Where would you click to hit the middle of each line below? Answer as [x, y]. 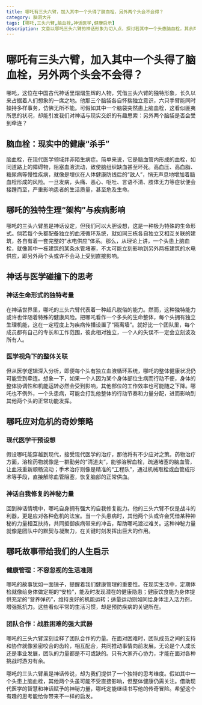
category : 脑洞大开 [29, 17]
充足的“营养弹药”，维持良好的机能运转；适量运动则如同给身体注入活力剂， [103, 599]
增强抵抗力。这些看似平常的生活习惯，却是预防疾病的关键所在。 [85, 607]
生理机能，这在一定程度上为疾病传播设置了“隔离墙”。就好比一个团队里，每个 [101, 325]
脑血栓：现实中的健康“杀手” [58, 144]
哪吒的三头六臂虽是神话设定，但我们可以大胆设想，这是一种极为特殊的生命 [98, 225]
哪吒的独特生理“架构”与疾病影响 [66, 210]
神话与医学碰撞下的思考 [50, 277]
